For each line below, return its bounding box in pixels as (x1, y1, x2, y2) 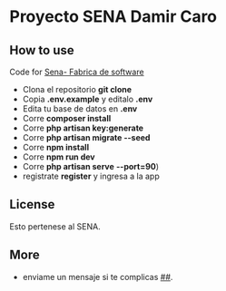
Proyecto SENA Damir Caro (9, 6, 218, 27)
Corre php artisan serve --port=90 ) (22, 161, 160, 171)
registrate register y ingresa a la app (22, 170, 161, 181)
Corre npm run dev (22, 151, 95, 162)
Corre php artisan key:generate (22, 122, 143, 133)
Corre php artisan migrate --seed (22, 132, 151, 142)
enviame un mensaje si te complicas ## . (22, 271, 173, 282)
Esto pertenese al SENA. (9, 220, 102, 232)
